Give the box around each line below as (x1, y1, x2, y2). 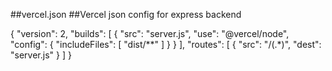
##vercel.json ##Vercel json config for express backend (10, 9, 242, 20)
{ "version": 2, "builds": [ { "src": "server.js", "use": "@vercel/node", (10, 28, 290, 39)
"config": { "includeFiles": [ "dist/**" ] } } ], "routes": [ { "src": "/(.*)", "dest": (10, 39, 322, 50)
